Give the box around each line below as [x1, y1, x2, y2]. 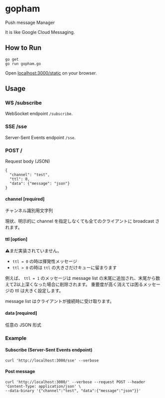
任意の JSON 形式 [5, 322, 42, 328]
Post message [5, 369, 35, 375]
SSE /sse [5, 123, 27, 130]
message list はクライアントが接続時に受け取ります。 [5, 298, 114, 304]
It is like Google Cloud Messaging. [5, 29, 75, 35]
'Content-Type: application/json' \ [5, 384, 81, 389]
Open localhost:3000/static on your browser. [5, 70, 97, 76]
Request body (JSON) [5, 158, 50, 165]
